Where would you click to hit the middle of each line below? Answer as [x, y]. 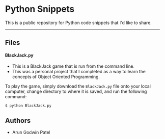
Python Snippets [40, 9]
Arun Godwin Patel [31, 132]
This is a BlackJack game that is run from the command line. [73, 66]
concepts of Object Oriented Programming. [56, 77]
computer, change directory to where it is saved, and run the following [76, 91]
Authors [18, 121]
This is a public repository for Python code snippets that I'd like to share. [79, 23]
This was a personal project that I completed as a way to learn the [79, 71]
